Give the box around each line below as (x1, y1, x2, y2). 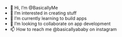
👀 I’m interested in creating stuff (10, 10, 77, 16)
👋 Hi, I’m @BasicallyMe (10, 5, 58, 10)
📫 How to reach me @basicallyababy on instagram (10, 26, 117, 32)
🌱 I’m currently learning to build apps (10, 15, 87, 21)
